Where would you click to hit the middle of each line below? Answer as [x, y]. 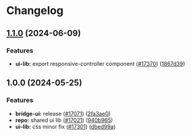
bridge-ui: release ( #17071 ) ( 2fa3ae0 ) [63, 113]
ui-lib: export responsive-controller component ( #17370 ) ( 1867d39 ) [100, 63]
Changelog [35, 11]
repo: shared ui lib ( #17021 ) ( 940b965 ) [64, 120]
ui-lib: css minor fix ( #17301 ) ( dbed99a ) [66, 126]
